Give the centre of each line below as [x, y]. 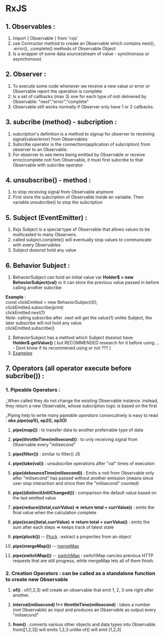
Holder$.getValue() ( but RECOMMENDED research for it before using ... [86, 343]
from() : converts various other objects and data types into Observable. [84, 624]
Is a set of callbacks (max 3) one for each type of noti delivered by [80, 96]
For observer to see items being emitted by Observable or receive [79, 155]
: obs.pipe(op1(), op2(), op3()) [36, 420]
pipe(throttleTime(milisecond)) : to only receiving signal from [75, 439]
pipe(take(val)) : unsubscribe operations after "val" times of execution [84, 463]
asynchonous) [27, 59]
